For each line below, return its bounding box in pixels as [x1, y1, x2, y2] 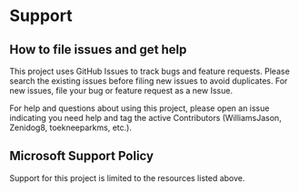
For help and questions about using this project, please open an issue [9, 103, 270, 114]
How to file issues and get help [9, 42, 187, 57]
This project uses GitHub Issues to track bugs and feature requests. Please [9, 66, 291, 76]
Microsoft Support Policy [9, 148, 154, 164]
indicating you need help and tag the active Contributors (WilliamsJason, [9, 113, 282, 123]
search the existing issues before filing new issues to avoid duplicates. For [9, 76, 288, 86]
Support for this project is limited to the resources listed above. [9, 172, 245, 183]
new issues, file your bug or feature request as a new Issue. [9, 86, 234, 96]
